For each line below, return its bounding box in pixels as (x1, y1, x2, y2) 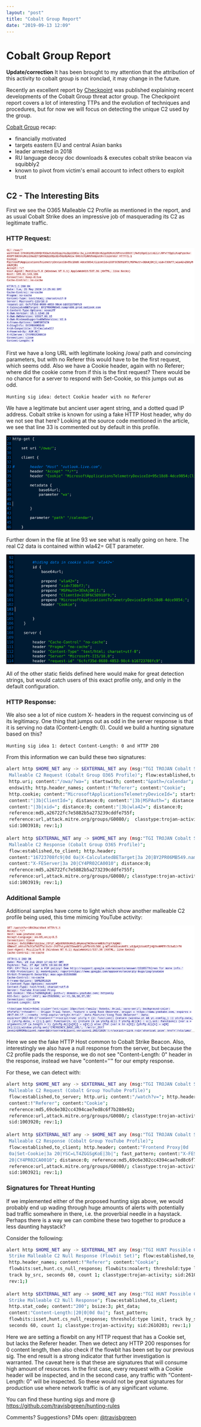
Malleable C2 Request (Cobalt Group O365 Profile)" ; (8, 772, 144, 778)
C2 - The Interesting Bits (6, 190, 99, 201)
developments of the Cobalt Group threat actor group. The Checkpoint (6, 93, 180, 100)
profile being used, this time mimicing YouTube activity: (6, 913, 142, 921)
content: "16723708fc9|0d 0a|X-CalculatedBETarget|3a (8, 854, 144, 860)
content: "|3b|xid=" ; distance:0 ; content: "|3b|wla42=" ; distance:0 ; (8, 804, 184, 810)
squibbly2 (14, 160, 40, 168)
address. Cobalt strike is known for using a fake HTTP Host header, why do (6, 411, 192, 418)
